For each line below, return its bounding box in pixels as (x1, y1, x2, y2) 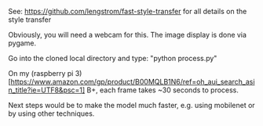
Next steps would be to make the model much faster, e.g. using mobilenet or (8, 101, 255, 110)
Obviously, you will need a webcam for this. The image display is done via (8, 31, 247, 39)
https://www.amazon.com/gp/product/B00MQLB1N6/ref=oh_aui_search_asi (10, 77, 255, 86)
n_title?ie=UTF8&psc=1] (8, 85, 86, 95)
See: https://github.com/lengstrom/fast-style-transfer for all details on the (8, 7, 247, 16)
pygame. (8, 38, 37, 48)
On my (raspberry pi (8, 69, 74, 77)
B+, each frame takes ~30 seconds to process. (86, 85, 239, 95)
